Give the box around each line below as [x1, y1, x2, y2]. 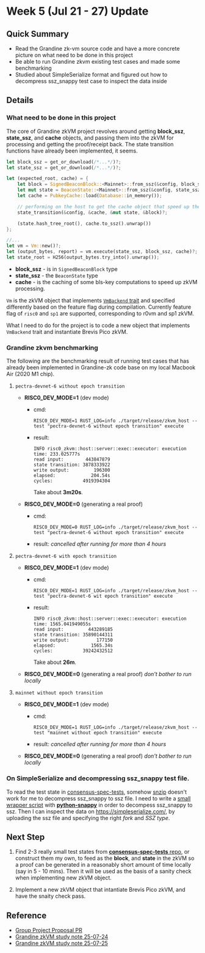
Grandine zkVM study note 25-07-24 [15, 933, 109, 941]
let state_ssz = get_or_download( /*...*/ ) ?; [6, 164, 121, 171]
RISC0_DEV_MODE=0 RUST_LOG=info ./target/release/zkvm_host [33, 524, 190, 530]
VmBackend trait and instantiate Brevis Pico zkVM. [6, 328, 128, 335]
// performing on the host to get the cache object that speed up [17, 203, 190, 209]
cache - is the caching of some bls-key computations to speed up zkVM [15, 278, 198, 285]
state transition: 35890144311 [33, 632, 113, 638]
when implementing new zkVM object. [15, 874, 112, 881]
